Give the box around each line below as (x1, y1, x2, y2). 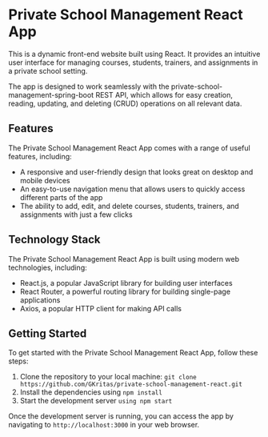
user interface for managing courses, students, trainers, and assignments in (8, 58, 258, 67)
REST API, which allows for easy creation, (95, 90, 234, 99)
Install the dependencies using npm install (19, 387, 162, 397)
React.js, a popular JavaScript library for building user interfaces (19, 278, 234, 287)
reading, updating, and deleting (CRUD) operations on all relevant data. (8, 98, 242, 108)
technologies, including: (8, 263, 88, 272)
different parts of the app (19, 192, 103, 202)
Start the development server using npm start (19, 396, 173, 406)
